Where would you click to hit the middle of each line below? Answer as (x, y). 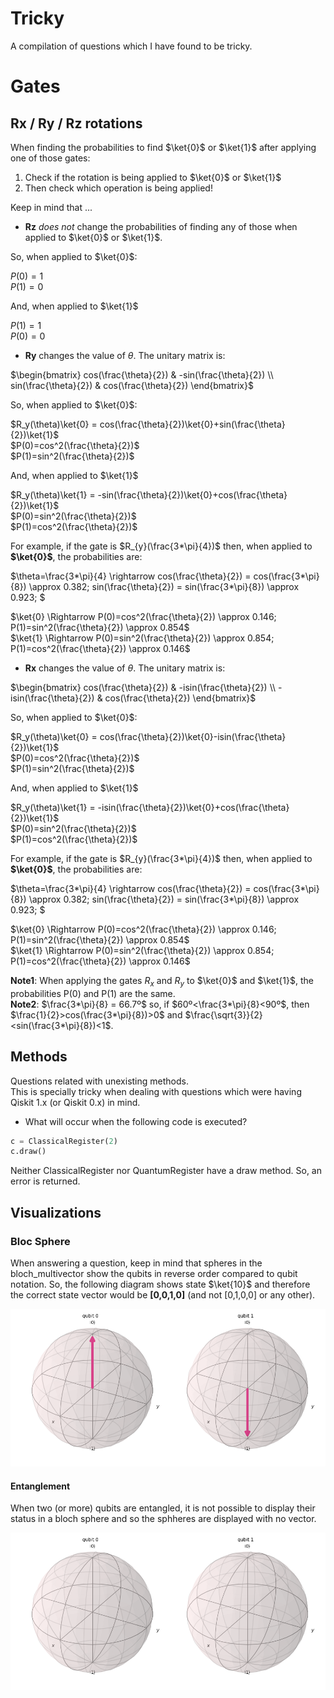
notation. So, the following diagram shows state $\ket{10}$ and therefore (160, 1284)
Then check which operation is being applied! (118, 188)
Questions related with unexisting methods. (99, 1081)
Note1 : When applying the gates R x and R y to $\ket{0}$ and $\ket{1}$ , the (162, 981)
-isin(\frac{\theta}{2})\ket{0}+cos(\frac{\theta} (193, 807)
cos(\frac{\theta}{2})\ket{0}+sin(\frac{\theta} (192, 424)
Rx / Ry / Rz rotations (76, 123)
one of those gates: (50, 158)
